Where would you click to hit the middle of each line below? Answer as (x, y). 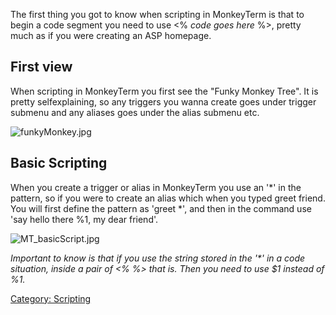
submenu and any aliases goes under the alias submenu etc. (135, 112)
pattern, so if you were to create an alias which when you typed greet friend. (168, 198)
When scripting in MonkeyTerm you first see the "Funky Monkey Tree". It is (164, 91)
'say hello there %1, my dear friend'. (84, 219)
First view (41, 67)
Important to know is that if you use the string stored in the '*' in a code (158, 258)
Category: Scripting (51, 298)
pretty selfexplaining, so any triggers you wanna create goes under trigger (163, 101)
